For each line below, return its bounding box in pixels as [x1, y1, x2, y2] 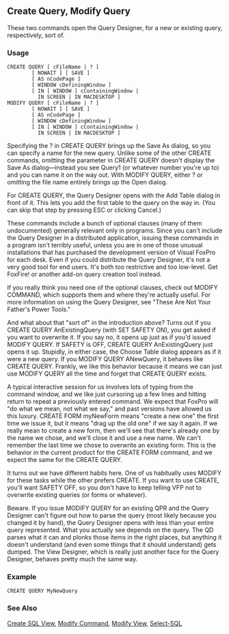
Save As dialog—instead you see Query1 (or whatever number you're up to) [7, 164, 220, 172]
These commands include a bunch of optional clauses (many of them [7, 219, 202, 228]
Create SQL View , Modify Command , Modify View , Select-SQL [7, 619, 183, 627]
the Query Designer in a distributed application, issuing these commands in [7, 234, 219, 242]
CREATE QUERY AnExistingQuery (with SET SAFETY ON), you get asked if [7, 326, 217, 334]
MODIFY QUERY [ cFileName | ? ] [7, 99, 99, 107]
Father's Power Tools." [7, 305, 71, 314]
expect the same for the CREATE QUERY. [7, 456, 123, 464]
